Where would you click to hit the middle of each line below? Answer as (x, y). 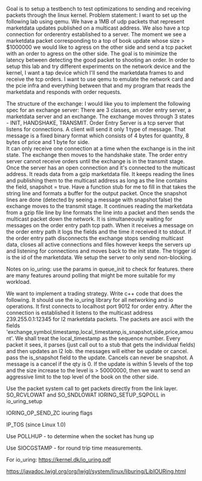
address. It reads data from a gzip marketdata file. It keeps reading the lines (100, 174)
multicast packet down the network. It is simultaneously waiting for (90, 219)
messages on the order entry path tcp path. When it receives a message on (100, 225)
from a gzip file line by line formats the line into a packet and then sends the (100, 212)
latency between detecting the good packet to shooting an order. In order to (100, 60)
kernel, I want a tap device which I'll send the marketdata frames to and (95, 73)
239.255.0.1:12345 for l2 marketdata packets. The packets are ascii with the (100, 319)
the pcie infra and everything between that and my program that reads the (99, 86)
